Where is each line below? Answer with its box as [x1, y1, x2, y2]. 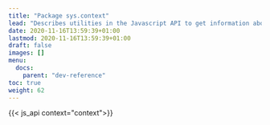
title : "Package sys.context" [8, 11, 110, 20]
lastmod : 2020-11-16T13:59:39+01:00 [8, 34, 131, 42]
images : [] [8, 49, 45, 57]
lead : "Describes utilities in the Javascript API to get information [8, 19, 250, 27]
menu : [8, 57, 27, 65]
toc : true [8, 79, 42, 87]
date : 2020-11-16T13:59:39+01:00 [8, 26, 121, 34]
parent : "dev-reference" [22, 71, 106, 79]
